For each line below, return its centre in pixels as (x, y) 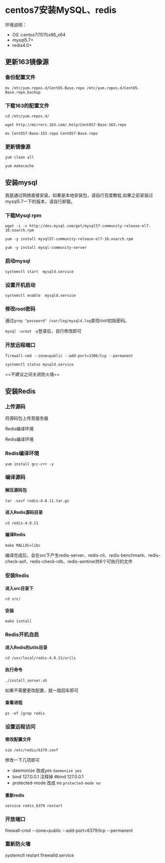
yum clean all (20, 157)
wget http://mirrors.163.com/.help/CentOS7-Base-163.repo (66, 125)
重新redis (15, 795)
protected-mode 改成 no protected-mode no (56, 783)
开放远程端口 (20, 345)
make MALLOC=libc (23, 546)
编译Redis (15, 534)
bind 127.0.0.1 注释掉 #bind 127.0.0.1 (48, 777)
